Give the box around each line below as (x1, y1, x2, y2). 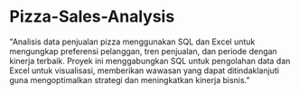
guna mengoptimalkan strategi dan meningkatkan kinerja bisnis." (9, 74, 250, 85)
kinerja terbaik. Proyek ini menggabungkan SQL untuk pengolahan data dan (9, 55, 291, 66)
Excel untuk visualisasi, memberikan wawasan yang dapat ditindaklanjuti (9, 65, 280, 76)
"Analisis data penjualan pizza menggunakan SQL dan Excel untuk (9, 36, 256, 47)
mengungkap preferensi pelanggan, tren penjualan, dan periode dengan (9, 45, 277, 56)
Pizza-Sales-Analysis (9, 6, 175, 27)
